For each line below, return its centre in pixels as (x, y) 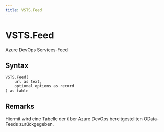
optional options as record (44, 86)
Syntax (17, 65)
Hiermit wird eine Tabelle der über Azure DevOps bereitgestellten (74, 119)
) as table (17, 91)
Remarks (20, 106)
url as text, (28, 82)
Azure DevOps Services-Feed (37, 50)
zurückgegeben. (37, 124)
